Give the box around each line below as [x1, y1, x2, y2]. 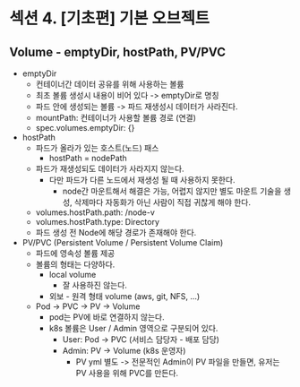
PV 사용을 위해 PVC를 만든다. [75, 368, 179, 378]
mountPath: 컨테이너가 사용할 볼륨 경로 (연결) [35, 113, 197, 123]
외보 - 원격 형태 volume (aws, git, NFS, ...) [48, 291, 201, 301]
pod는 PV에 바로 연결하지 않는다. [48, 312, 165, 322]
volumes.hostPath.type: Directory [35, 217, 159, 227]
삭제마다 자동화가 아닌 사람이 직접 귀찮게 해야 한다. [74, 197, 251, 207]
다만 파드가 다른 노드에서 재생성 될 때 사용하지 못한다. [48, 175, 236, 185]
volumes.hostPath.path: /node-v [35, 207, 155, 218]
